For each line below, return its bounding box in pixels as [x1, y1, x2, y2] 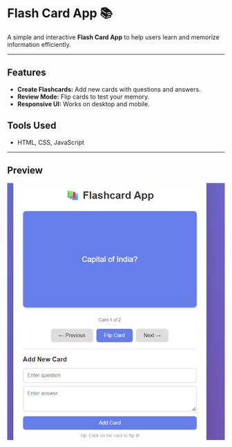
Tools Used [7, 120, 57, 132]
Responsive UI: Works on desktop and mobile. [17, 99, 150, 108]
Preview [7, 164, 43, 176]
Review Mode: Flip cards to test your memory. [17, 92, 150, 101]
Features [7, 67, 46, 79]
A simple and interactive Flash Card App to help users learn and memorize [7, 32, 220, 41]
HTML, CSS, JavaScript [17, 138, 85, 146]
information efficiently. [7, 40, 71, 48]
